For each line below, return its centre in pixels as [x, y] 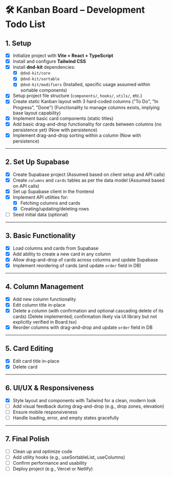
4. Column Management [45, 287]
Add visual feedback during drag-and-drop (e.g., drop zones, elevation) [89, 406]
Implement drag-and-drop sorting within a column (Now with [77, 135]
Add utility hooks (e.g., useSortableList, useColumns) [69, 457]
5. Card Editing [29, 349]
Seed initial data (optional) [40, 214]
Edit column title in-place [39, 305]
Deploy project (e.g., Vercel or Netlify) [53, 469]
